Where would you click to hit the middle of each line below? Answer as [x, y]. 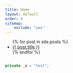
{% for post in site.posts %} [40, 42]
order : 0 [14, 19]
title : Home [17, 10]
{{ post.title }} [26, 47]
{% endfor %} [26, 52]
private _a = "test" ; [27, 66]
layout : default [22, 14]
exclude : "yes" [29, 28]
